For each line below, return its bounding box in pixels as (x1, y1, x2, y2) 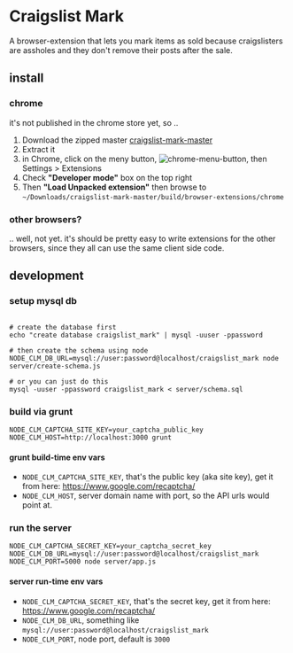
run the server (9, 522, 73, 534)
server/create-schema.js (9, 361, 101, 370)
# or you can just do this (9, 377, 109, 386)
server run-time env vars (9, 576, 104, 587)
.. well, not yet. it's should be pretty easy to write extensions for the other (9, 233, 276, 244)
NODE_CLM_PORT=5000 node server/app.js (9, 557, 157, 566)
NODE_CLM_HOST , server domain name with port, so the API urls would (21, 490, 270, 501)
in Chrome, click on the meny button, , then (21, 153, 267, 164)
